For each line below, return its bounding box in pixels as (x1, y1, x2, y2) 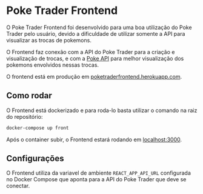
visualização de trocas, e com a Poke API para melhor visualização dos (6, 55, 184, 62)
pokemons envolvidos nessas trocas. (6, 61, 99, 69)
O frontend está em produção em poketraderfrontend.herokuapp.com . (6, 73, 182, 80)
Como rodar (6, 90, 53, 101)
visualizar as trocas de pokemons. (6, 36, 92, 44)
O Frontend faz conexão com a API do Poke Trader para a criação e (6, 48, 175, 55)
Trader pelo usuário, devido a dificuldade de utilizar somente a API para (6, 30, 185, 37)
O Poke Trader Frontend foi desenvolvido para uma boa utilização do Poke (6, 24, 192, 31)
